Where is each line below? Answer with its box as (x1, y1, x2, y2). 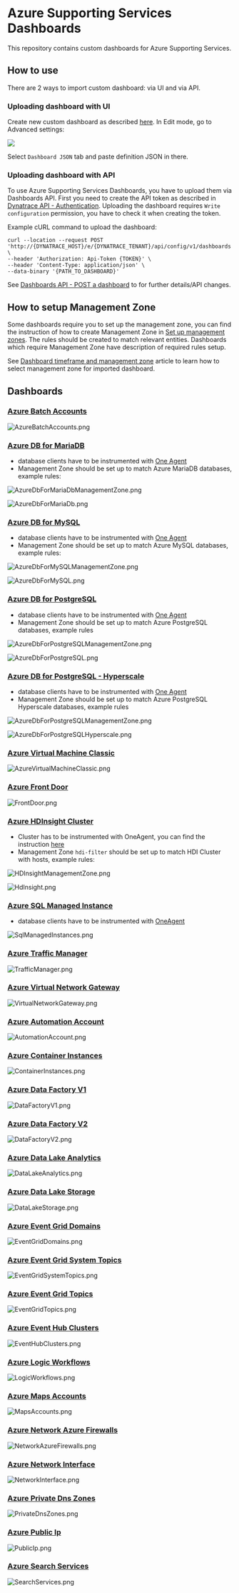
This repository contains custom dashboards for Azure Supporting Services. (7, 44, 232, 52)
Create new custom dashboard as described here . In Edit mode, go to (7, 118, 212, 126)
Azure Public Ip (7, 1527, 62, 1537)
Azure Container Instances (7, 1051, 103, 1061)
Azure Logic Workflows (7, 1357, 91, 1367)
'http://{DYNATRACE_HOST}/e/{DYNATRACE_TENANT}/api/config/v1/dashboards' (7, 243, 235, 251)
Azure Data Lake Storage (7, 1187, 96, 1197)
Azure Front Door (7, 782, 68, 792)
